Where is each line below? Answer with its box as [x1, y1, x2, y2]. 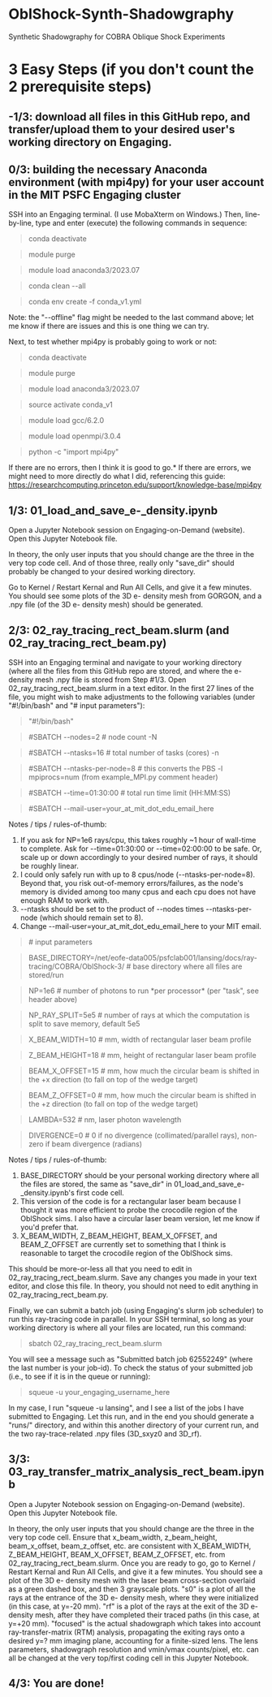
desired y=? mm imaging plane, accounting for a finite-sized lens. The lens [8, 1635, 258, 1645]
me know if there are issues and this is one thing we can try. [8, 322, 209, 331]
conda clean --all [28, 281, 87, 291]
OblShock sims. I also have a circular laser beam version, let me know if [19, 1213, 261, 1223]
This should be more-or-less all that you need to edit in [8, 1263, 192, 1273]
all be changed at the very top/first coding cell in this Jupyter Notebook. [8, 1653, 249, 1663]
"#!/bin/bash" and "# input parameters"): [8, 700, 145, 710]
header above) [28, 994, 78, 1004]
